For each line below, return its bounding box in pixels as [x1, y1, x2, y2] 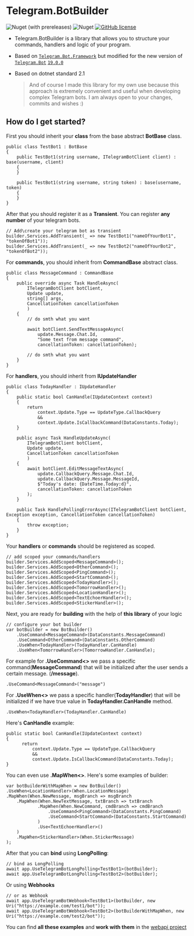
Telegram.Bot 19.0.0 [14, 60, 64, 66]
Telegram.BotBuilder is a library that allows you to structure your [14, 35, 169, 42]
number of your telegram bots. [6, 217, 81, 224]
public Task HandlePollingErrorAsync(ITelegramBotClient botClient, [16, 506, 187, 513]
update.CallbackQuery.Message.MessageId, [37, 476, 140, 482]
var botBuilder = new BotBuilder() [6, 626, 93, 633]
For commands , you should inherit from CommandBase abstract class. [6, 259, 178, 266]
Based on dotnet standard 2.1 [14, 70, 85, 77]
